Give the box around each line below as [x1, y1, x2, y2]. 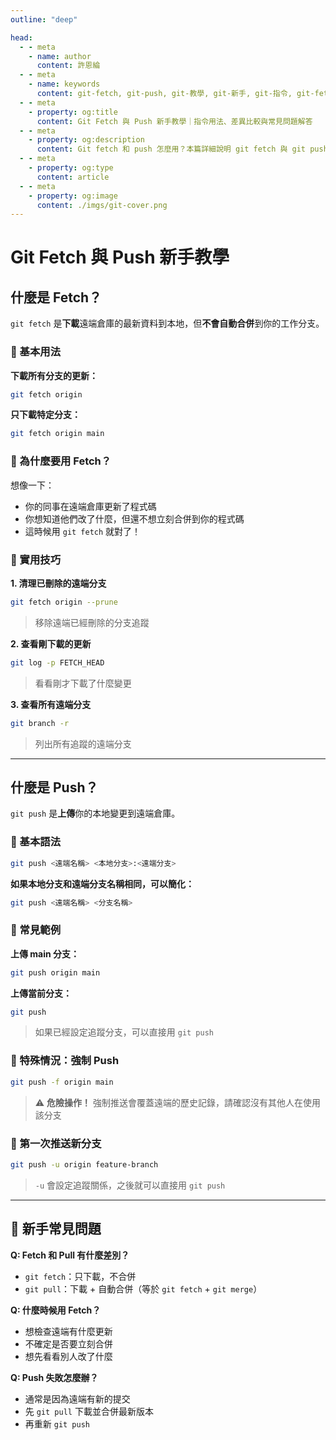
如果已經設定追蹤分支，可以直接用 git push [34, 1026, 215, 1038]
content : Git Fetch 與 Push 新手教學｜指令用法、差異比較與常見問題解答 [36, 116, 313, 126]
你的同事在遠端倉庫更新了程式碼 [24, 500, 157, 512]
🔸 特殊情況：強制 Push [10, 1054, 120, 1068]
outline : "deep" [10, 14, 78, 25]
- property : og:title [28, 107, 118, 117]
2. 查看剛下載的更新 [10, 637, 92, 650]
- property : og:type [28, 163, 114, 173]
